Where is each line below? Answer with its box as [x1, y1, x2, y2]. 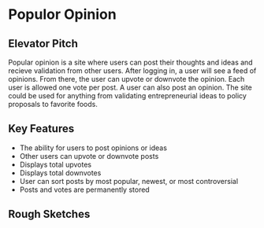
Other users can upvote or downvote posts [19, 151, 159, 160]
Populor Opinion [8, 6, 117, 24]
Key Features [8, 122, 75, 135]
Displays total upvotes [19, 160, 92, 169]
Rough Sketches [8, 208, 91, 221]
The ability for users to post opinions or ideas [19, 143, 168, 153]
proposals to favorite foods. [8, 100, 99, 108]
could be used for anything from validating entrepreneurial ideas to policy [8, 91, 247, 100]
